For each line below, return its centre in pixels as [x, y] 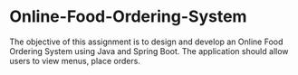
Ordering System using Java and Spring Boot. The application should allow [149, 51]
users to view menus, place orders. [75, 61]
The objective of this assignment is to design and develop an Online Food [146, 42]
